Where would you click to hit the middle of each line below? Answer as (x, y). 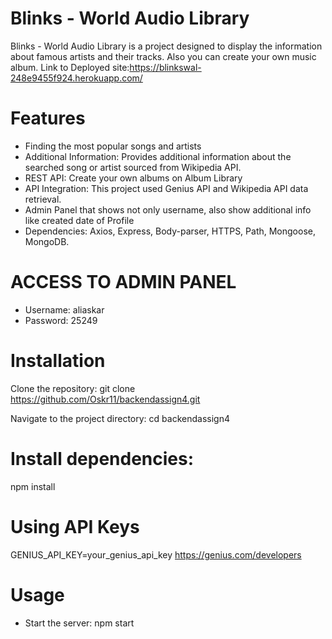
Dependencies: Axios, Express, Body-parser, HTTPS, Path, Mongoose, (170, 231)
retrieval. (43, 199)
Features (48, 118)
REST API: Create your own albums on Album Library (133, 178)
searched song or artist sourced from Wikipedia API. (133, 167)
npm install (33, 486)
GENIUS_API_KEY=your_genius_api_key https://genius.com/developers (156, 554)
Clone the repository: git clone (73, 388)
